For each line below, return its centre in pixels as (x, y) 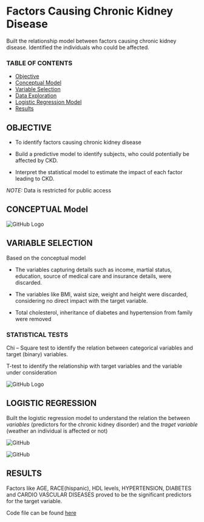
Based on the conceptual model (46, 258)
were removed (33, 319)
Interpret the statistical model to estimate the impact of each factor (99, 172)
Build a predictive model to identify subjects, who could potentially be (102, 154)
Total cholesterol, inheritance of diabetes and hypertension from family (104, 312)
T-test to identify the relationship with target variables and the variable (94, 366)
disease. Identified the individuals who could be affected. (78, 47)
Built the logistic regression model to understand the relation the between (98, 418)
